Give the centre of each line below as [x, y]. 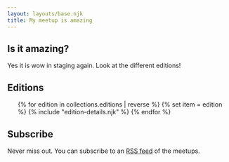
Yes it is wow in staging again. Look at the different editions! [94, 66]
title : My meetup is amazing [50, 20]
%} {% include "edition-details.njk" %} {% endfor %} [94, 112]
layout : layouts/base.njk [45, 14]
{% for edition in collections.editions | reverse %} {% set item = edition [120, 104]
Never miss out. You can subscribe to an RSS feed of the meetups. [104, 151]
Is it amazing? [38, 49]
